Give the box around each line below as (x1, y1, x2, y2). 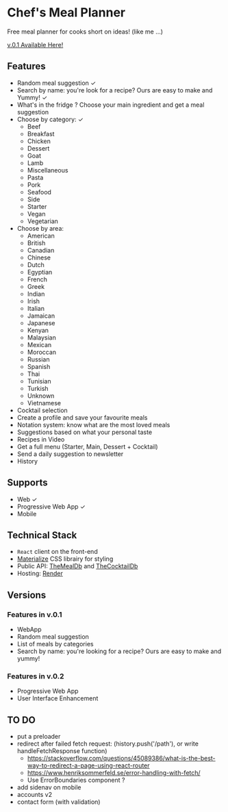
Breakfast (27, 129, 55, 138)
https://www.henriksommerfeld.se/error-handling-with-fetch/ (27, 769, 201, 777)
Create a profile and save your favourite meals (16, 413, 148, 422)
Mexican (27, 340, 52, 348)
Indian (27, 290, 45, 298)
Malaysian (27, 333, 56, 342)
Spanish (27, 362, 51, 370)
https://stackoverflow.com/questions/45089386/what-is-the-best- (27, 754, 216, 763)
